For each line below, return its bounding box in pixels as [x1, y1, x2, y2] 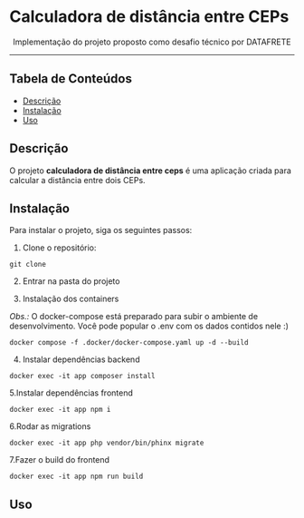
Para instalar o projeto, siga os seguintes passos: [9, 225, 193, 236]
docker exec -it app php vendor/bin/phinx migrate [9, 438, 204, 448]
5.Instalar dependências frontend [9, 387, 134, 398]
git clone [9, 260, 47, 269]
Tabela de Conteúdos [9, 71, 133, 87]
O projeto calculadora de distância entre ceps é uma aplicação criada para [9, 165, 292, 176]
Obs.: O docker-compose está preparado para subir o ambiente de [9, 311, 259, 322]
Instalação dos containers [22, 293, 119, 305]
